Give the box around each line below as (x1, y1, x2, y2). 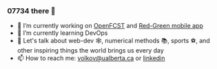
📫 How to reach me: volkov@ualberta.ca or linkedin (17, 54, 165, 62)
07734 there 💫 (7, 6, 56, 16)
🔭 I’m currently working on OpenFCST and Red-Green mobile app (17, 22, 203, 30)
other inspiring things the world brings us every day (17, 46, 164, 55)
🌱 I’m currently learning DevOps (17, 29, 108, 37)
